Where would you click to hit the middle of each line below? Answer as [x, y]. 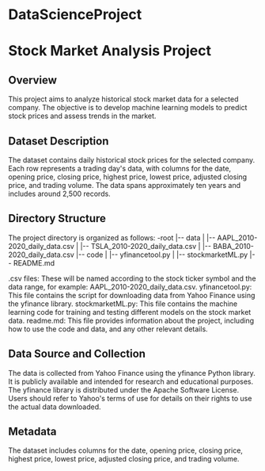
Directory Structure [57, 218]
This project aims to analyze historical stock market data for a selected [123, 99]
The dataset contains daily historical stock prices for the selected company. [132, 160]
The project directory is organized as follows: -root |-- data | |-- [112, 237]
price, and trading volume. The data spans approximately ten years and [125, 185]
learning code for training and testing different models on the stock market [130, 312]
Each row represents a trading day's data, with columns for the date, [120, 168]
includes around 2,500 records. [59, 193]
